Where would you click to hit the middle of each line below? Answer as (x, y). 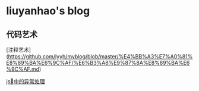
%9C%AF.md (23, 69)
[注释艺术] (19, 50)
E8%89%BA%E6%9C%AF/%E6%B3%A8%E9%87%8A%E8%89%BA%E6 (98, 63)
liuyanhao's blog (48, 11)
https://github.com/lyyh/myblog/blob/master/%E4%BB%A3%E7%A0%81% (100, 57)
